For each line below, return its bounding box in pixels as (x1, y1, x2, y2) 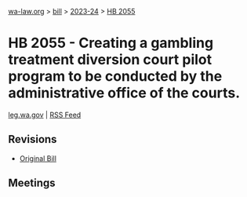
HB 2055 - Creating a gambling (8, 35, 214, 52)
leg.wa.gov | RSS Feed (8, 110, 82, 119)
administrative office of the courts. (8, 84, 241, 102)
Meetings (8, 177, 56, 190)
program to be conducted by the (8, 67, 223, 86)
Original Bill (19, 153, 57, 163)
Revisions (8, 133, 57, 146)
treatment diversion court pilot (8, 51, 212, 69)
